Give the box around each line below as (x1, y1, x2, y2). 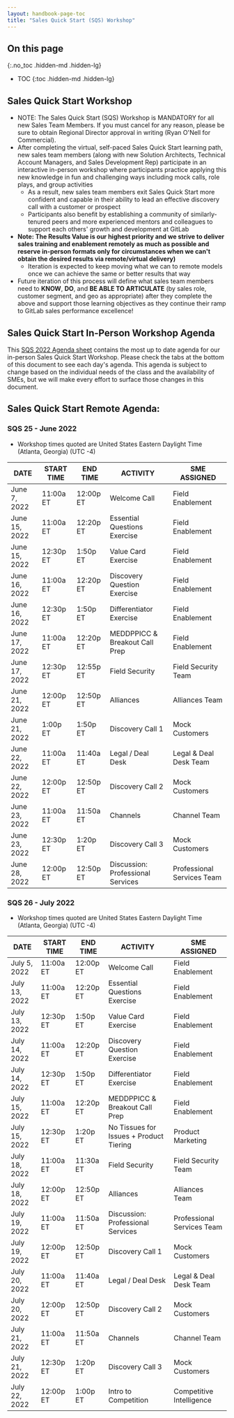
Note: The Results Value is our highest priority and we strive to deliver (17, 232, 225, 241)
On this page (7, 43, 64, 55)
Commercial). (17, 136, 56, 144)
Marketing (173, 1136, 208, 1145)
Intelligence (173, 1395, 212, 1405)
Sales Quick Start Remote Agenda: (7, 403, 160, 415)
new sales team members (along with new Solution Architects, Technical (17, 151, 226, 159)
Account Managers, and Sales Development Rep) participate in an (17, 158, 207, 166)
